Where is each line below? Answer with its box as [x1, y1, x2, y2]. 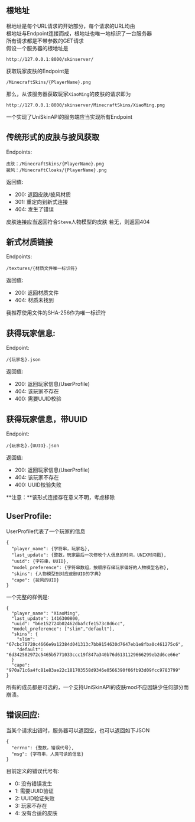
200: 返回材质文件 [14, 289, 59, 297]
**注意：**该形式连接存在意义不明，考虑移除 [6, 494, 115, 501]
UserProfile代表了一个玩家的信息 [6, 528, 86, 535]
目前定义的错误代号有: [6, 767, 60, 774]
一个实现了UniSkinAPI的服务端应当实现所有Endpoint [6, 113, 133, 120]
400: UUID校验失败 [14, 481, 62, 489]
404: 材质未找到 [14, 297, 54, 304]
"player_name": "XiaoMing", [11, 610, 81, 616]
